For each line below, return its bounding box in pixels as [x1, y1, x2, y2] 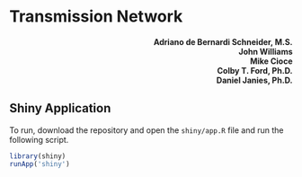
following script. [9, 134, 69, 145]
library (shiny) [9, 151, 67, 161]
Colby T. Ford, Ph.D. [217, 65, 293, 75]
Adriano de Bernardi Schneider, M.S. [153, 36, 293, 47]
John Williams [238, 46, 293, 57]
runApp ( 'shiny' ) [9, 160, 70, 169]
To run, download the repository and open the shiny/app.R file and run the [9, 124, 284, 136]
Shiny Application [9, 101, 111, 116]
